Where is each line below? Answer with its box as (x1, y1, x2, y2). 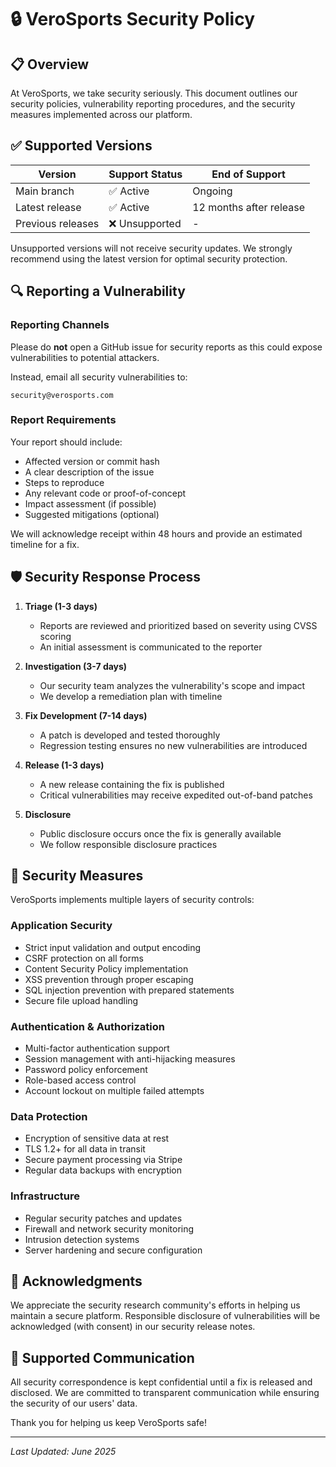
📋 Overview (10, 56, 90, 73)
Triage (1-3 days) (24, 600, 98, 612)
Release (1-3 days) (24, 759, 105, 771)
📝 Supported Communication (10, 1349, 195, 1366)
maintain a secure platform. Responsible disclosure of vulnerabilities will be (10, 1310, 321, 1322)
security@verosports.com (10, 390, 114, 400)
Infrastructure (10, 1189, 81, 1203)
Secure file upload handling (24, 994, 139, 1006)
